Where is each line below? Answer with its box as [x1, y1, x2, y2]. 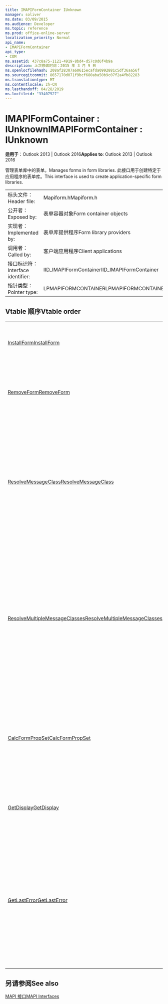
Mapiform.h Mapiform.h [43, 194, 97, 201]
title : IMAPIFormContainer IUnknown [5, 7, 81, 13]
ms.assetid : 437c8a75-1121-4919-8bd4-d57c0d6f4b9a [5, 59, 113, 64]
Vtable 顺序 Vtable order [5, 307, 81, 316]
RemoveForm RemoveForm [7, 389, 70, 396]
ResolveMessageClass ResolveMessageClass [7, 478, 114, 485]
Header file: [7, 198, 35, 205]
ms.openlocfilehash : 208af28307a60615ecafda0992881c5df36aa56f [5, 68, 140, 73]
